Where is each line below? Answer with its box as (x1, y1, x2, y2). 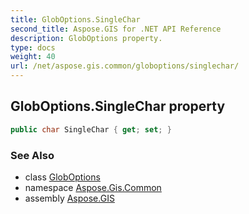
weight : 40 (10, 52, 56, 62)
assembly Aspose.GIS (24, 192, 115, 204)
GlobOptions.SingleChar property (10, 98, 226, 115)
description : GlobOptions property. (10, 33, 163, 43)
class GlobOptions (24, 171, 101, 183)
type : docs (10, 42, 56, 53)
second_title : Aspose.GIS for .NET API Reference (10, 24, 222, 34)
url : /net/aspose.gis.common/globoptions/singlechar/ (10, 61, 240, 71)
